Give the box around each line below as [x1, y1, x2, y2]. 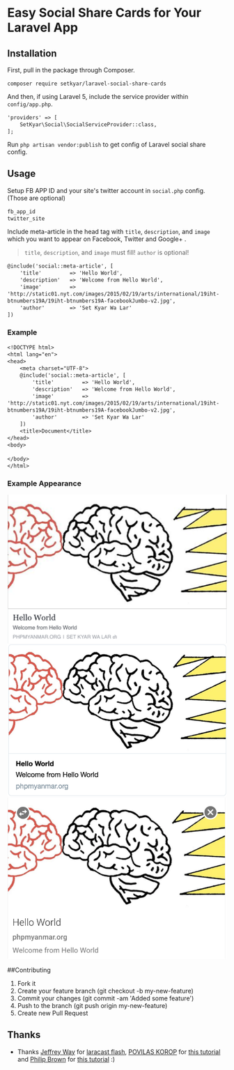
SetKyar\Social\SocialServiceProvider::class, [19, 121, 157, 128]
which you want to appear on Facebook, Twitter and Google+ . [7, 235, 187, 243]
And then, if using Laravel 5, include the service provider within [7, 93, 189, 100]
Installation [7, 47, 57, 59]
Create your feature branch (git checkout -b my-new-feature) [17, 986, 194, 995]
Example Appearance [7, 479, 81, 488]
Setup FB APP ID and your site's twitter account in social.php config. [7, 186, 205, 194]
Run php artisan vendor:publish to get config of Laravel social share [7, 141, 206, 148]
